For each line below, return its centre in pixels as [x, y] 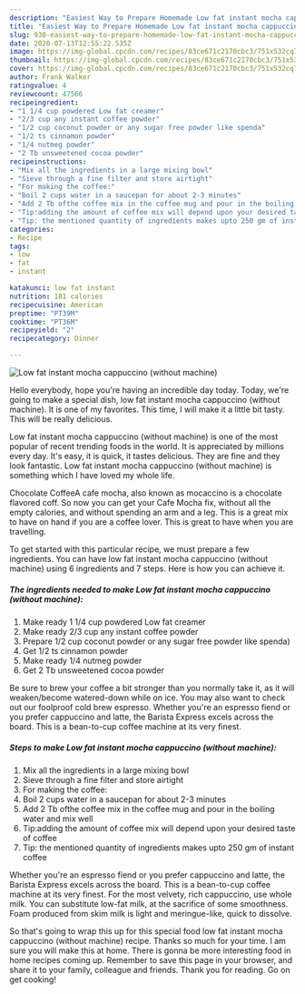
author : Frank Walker [50, 77]
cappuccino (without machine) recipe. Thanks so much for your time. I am [148, 940]
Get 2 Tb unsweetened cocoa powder [93, 670]
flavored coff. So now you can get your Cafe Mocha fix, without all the [140, 502]
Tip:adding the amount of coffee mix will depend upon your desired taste [159, 828]
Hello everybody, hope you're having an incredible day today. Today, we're [149, 390]
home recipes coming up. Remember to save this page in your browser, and [151, 959]
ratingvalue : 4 [38, 85]
